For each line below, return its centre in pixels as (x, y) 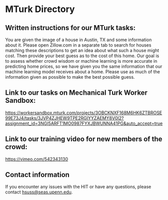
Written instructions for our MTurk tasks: (70, 28)
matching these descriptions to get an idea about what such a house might (82, 50)
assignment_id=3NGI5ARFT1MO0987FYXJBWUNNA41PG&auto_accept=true (84, 123)
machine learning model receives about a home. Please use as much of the (82, 72)
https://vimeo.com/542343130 (37, 159)
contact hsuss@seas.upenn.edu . (39, 192)
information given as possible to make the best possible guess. (70, 77)
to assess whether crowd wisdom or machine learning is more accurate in (81, 61)
